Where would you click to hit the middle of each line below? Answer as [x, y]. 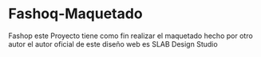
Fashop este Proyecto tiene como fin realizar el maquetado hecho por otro [130, 36]
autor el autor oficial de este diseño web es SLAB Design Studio [113, 44]
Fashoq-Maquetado [75, 14]
